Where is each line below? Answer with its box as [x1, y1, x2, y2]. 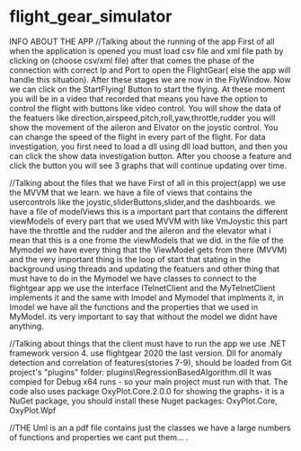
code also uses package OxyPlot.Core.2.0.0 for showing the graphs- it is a [9, 385, 285, 396]
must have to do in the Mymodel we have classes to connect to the [9, 272, 258, 284]
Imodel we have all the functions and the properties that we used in [9, 301, 259, 312]
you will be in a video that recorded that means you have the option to [9, 93, 268, 104]
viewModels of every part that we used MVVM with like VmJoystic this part [9, 216, 288, 226]
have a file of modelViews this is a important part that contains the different [9, 206, 288, 217]
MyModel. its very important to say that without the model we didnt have [9, 311, 279, 322]
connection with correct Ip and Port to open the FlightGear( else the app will [9, 65, 291, 75]
